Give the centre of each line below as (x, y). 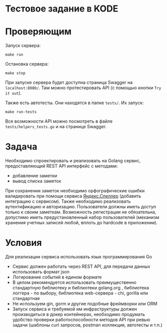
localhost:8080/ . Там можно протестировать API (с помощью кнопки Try (83, 88)
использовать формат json (41, 272)
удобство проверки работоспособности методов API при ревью (81, 319)
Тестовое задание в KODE (62, 9)
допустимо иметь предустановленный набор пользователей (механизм (82, 217)
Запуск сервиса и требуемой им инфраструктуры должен (75, 309)
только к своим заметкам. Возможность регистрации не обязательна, (81, 212)
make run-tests (21, 112)
